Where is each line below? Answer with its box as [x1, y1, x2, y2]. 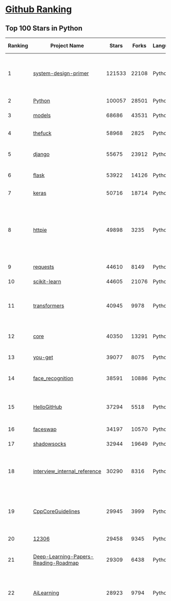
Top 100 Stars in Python [5, 24, 82, 33]
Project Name [50, 42, 84, 49]
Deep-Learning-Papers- [33, 553, 94, 560]
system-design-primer [33, 70, 89, 77]
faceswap [33, 426, 57, 432]
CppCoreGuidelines [33, 508, 80, 515]
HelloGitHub [33, 403, 63, 411]
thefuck [33, 130, 52, 136]
